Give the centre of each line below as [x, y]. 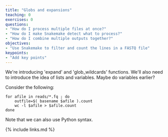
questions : [17, 24]
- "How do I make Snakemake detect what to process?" [64, 34]
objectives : [18, 43]
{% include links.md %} [30, 130]
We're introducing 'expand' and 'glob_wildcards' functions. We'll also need [84, 72]
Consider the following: [30, 87]
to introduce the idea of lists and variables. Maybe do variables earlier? [80, 78]
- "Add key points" [26, 58]
